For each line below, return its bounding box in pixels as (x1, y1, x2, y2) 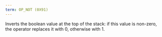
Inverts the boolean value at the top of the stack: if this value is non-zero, (5, 21, 157, 27)
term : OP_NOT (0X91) (5, 7, 49, 12)
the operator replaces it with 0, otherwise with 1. (5, 26, 105, 32)
